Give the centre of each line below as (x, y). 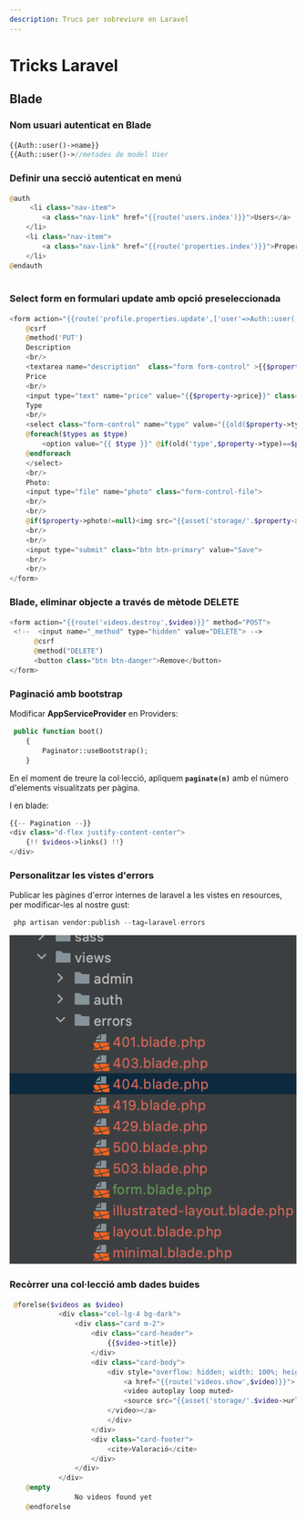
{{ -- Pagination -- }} (51, 823)
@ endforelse (48, 1506)
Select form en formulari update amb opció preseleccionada (145, 299)
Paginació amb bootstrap (66, 694)
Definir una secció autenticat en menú (96, 178)
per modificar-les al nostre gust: (70, 905)
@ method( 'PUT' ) (55, 338)
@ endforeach (48, 453)
